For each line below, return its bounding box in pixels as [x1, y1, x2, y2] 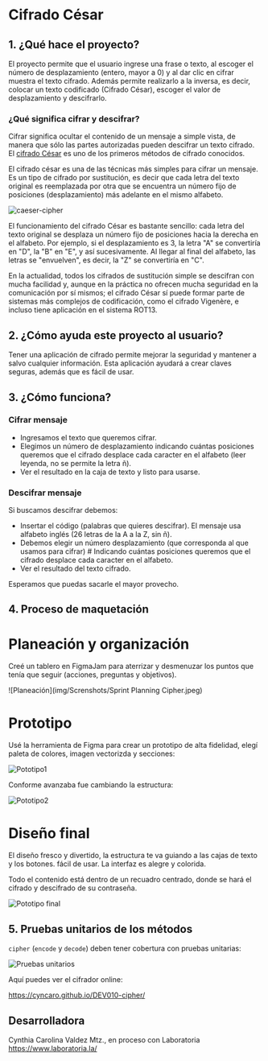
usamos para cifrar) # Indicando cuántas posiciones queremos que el [19, 547, 251, 556]
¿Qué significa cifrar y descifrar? [8, 113, 140, 124]
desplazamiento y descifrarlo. [8, 93, 107, 102]
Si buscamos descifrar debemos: [8, 506, 118, 515]
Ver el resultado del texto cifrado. [19, 564, 131, 573]
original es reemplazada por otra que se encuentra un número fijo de [8, 181, 237, 191]
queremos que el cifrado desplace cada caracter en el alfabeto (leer [19, 449, 246, 460]
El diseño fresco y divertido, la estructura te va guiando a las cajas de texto [8, 851, 258, 861]
